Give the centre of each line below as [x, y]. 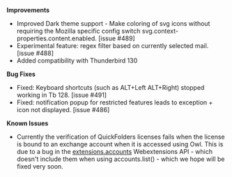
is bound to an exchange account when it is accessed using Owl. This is [120, 144]
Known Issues [28, 123]
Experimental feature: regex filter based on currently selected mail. [113, 46]
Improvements [28, 10]
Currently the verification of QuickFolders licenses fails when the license [121, 137]
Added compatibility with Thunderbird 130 [77, 61]
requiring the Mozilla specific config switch [78, 31]
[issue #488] [35, 53]
